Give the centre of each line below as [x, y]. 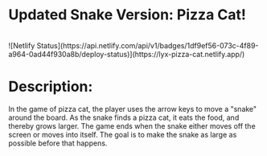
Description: [51, 87]
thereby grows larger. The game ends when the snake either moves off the [132, 125]
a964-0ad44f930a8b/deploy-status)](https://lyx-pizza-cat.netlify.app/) [127, 54]
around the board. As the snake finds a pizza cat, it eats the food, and [124, 117]
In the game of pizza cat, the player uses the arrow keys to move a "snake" [133, 109]
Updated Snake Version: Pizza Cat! [127, 15]
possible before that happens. [58, 143]
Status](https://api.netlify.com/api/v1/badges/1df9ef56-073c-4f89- [148, 45]
